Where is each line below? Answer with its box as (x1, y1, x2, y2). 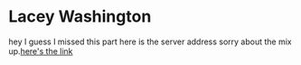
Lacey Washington (8, 6, 152, 27)
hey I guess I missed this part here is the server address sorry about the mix (8, 36, 292, 47)
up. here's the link (8, 45, 73, 56)
